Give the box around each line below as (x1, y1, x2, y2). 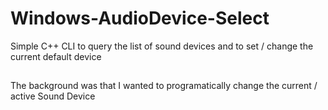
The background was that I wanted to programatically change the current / (10, 80, 318, 92)
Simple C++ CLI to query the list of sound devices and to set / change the (10, 40, 314, 52)
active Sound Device (10, 90, 96, 102)
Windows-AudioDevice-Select (10, 7, 270, 30)
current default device (10, 50, 102, 62)
